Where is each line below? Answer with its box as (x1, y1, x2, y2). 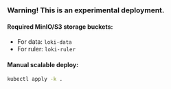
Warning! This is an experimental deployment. (7, 5, 165, 15)
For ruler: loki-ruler (16, 45, 76, 53)
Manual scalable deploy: (7, 60, 79, 68)
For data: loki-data (16, 38, 72, 46)
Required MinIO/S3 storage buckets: (7, 23, 113, 31)
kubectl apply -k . (7, 76, 63, 83)
